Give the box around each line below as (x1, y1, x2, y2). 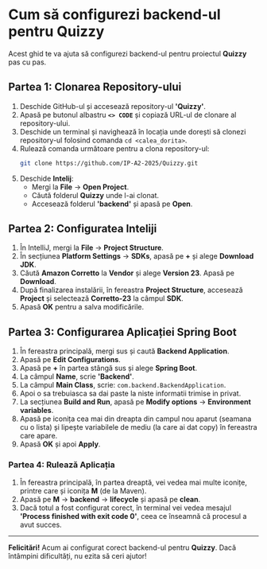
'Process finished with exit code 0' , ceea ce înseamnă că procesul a (19, 511, 247, 520)
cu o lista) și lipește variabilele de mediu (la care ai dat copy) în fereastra (19, 423, 257, 432)
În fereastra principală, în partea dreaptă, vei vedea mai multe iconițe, (19, 477, 248, 487)
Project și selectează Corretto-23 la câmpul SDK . (19, 294, 184, 303)
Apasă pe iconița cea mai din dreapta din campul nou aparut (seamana (19, 414, 252, 423)
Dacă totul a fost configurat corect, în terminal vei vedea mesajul (19, 503, 232, 512)
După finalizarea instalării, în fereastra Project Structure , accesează (19, 285, 244, 295)
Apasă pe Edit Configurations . (19, 355, 121, 364)
